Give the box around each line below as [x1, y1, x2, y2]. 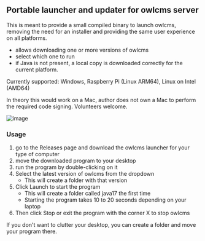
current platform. [15, 66, 58, 73]
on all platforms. [6, 34, 47, 42]
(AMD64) [6, 84, 30, 92]
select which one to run [15, 52, 75, 60]
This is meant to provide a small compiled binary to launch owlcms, [6, 21, 176, 28]
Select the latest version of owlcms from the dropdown [15, 170, 155, 178]
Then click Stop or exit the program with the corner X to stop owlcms [15, 209, 190, 217]
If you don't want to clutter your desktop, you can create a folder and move [6, 221, 196, 229]
